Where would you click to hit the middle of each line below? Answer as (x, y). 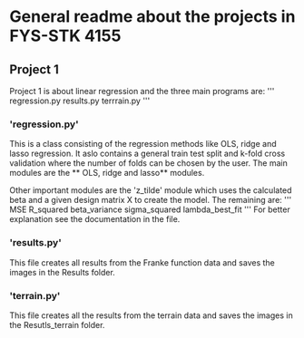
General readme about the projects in (152, 17)
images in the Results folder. (62, 272)
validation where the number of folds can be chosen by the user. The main (148, 163)
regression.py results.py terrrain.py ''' (80, 101)
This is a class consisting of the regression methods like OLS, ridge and (143, 144)
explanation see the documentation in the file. (95, 219)
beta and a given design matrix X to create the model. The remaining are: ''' (151, 200)
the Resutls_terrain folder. (57, 324)
